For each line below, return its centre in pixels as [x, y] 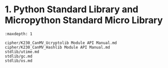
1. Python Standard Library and [71, 9]
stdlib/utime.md [22, 52]
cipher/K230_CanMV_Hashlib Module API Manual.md [57, 47]
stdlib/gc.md [19, 56]
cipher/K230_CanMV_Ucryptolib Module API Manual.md [61, 43]
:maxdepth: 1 [19, 34]
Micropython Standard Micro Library [84, 20]
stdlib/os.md [19, 61]
